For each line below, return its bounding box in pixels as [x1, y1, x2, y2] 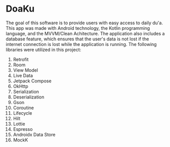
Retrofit [13, 56, 29, 62]
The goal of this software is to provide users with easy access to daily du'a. [6, 20, 163, 26]
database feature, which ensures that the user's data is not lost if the [6, 36, 149, 42]
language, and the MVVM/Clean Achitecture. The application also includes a [6, 30, 165, 36]
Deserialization [13, 94, 45, 100]
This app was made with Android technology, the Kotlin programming [6, 25, 150, 31]
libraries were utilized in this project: [6, 46, 81, 53]
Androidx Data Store [13, 131, 56, 137]
